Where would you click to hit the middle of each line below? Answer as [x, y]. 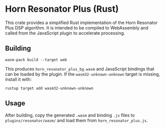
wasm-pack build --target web [36, 60]
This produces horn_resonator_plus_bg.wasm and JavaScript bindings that [80, 69]
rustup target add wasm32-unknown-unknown [49, 88]
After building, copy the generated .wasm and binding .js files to [70, 115]
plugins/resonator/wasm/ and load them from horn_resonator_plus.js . [77, 120]
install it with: [18, 79]
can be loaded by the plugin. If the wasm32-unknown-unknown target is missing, [82, 74]
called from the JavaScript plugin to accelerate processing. [65, 33]
